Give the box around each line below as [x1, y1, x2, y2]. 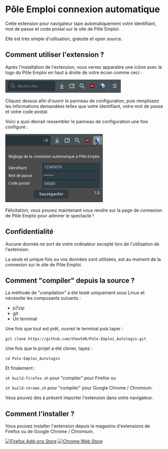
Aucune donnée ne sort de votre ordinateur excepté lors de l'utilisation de [5, 241, 160, 247]
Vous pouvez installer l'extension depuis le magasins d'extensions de [5, 423, 150, 429]
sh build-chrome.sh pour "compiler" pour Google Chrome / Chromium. [5, 385, 153, 391]
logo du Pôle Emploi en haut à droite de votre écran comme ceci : [5, 69, 142, 75]
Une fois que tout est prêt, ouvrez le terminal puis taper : [5, 326, 123, 332]
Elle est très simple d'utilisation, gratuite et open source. [5, 36, 123, 42]
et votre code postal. [5, 108, 49, 115]
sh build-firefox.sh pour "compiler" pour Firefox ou [5, 375, 117, 381]
